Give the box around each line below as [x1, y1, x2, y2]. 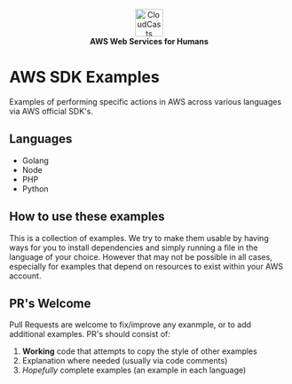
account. [9, 270, 42, 281]
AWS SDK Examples [9, 67, 160, 88]
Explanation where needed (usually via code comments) [21, 356, 228, 366]
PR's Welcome [9, 295, 91, 310]
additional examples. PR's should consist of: [9, 329, 171, 340]
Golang [21, 155, 49, 166]
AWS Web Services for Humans [90, 36, 209, 46]
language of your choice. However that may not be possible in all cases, [9, 251, 272, 262]
